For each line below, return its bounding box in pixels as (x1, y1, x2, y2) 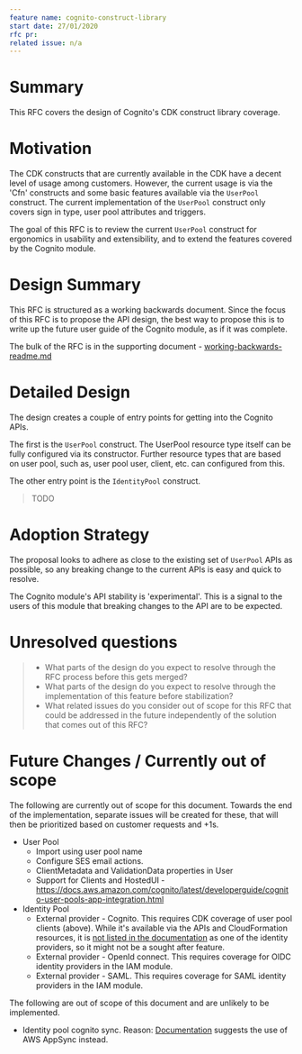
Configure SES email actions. (35, 855, 144, 866)
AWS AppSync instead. (22, 1033, 109, 1045)
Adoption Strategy (9, 524, 150, 545)
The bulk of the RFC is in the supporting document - (9, 341, 202, 352)
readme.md (9, 350, 52, 361)
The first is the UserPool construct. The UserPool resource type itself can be (9, 439, 292, 450)
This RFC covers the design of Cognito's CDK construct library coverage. (9, 107, 280, 118)
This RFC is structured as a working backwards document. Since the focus (9, 304, 286, 315)
